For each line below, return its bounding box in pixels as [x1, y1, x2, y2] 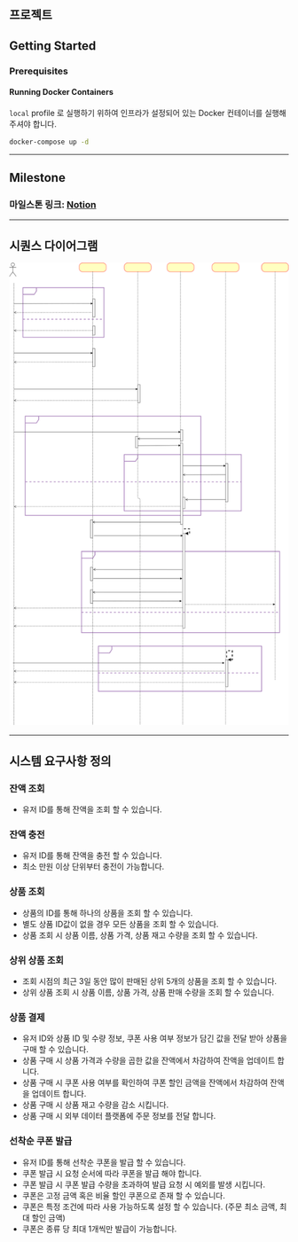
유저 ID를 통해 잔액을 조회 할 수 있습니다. [21, 804, 162, 815]
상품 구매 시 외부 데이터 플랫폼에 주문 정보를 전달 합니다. [21, 1111, 216, 1121]
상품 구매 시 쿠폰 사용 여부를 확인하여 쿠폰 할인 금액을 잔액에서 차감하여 [21, 1077, 269, 1088]
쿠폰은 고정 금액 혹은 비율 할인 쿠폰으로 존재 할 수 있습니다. [21, 1190, 226, 1200]
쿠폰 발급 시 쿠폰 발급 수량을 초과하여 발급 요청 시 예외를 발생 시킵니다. [21, 1179, 266, 1190]
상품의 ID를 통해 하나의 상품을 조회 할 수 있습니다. [21, 907, 193, 918]
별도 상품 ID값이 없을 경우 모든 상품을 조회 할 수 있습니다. [21, 918, 219, 929]
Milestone [9, 170, 67, 185]
